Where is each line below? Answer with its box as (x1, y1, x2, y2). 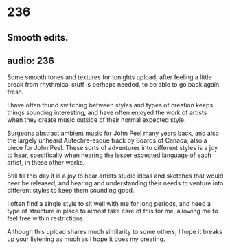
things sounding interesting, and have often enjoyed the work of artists (7, 108, 207, 117)
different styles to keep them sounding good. (7, 187, 135, 195)
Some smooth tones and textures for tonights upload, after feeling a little (7, 73, 212, 81)
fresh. (7, 87, 24, 96)
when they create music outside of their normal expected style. (7, 116, 187, 124)
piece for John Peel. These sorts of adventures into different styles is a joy (7, 144, 218, 152)
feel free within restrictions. (7, 214, 85, 222)
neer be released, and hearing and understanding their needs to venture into (7, 179, 224, 187)
